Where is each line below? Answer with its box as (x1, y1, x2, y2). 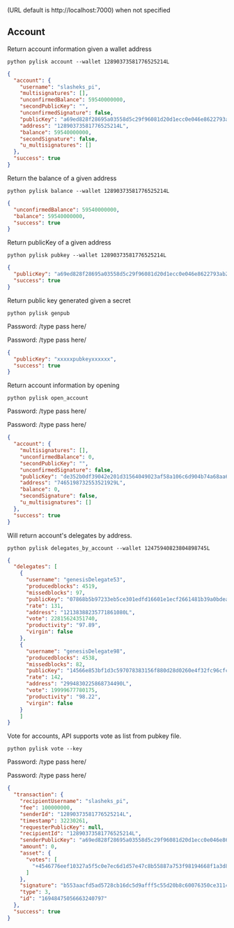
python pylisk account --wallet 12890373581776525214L (7, 58, 170, 65)
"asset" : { (19, 850, 52, 857)
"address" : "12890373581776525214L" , (19, 122, 130, 129)
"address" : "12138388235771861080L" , (25, 609, 136, 616)
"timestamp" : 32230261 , (19, 817, 89, 824)
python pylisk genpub (7, 310, 70, 317)
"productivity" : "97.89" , (25, 622, 101, 629)
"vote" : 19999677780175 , (25, 687, 98, 694)
